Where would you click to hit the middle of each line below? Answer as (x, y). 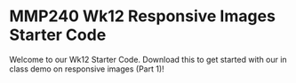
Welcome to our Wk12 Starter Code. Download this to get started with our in (148, 59)
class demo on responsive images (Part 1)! (87, 69)
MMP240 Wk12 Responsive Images (142, 16)
